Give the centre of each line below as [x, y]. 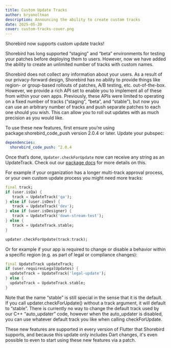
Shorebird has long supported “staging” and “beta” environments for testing [85, 54]
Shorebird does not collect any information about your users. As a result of [84, 74]
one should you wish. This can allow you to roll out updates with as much [82, 113]
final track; [19, 187]
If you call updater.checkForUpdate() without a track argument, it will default [86, 303]
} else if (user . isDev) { [33, 202]
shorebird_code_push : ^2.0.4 [41, 147]
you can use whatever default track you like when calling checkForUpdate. [84, 319]
